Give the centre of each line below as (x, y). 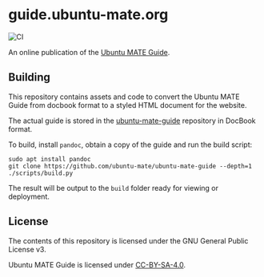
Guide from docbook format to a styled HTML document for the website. (128, 105)
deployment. (29, 196)
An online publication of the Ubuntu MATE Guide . (89, 52)
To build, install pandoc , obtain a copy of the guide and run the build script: (130, 144)
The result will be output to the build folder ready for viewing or (113, 188)
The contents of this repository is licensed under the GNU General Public (128, 240)
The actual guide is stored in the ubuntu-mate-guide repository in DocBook (132, 121)
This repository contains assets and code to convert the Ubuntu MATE (124, 97)
